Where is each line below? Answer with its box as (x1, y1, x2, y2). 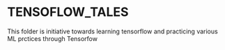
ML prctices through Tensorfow (7, 34, 98, 42)
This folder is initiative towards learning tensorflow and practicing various (7, 27, 218, 35)
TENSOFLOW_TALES (7, 4, 129, 20)
